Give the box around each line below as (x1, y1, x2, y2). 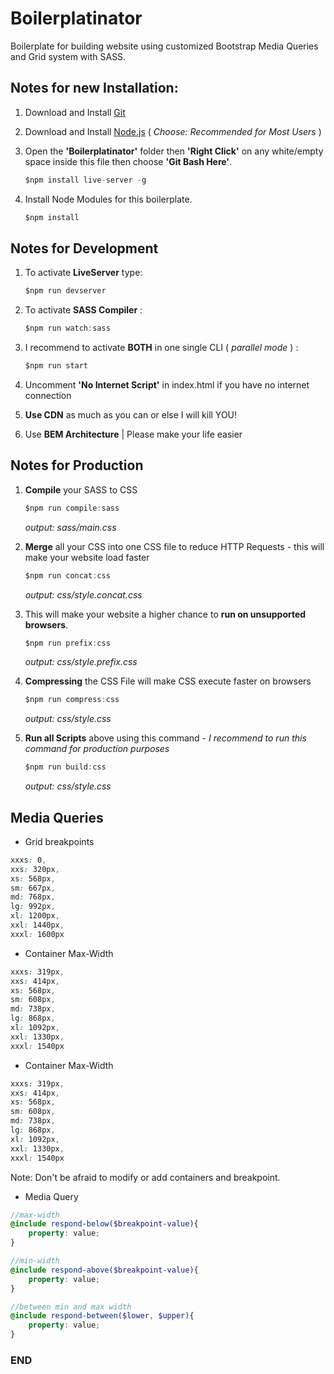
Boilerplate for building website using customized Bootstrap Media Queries (10, 40, 319, 52)
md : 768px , (10, 892, 56, 902)
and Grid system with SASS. (10, 50, 127, 62)
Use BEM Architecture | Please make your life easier (24, 428, 243, 440)
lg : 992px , (10, 902, 56, 912)
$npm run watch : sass (24, 323, 111, 334)
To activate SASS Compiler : (24, 304, 143, 316)
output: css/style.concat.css (24, 588, 143, 601)
